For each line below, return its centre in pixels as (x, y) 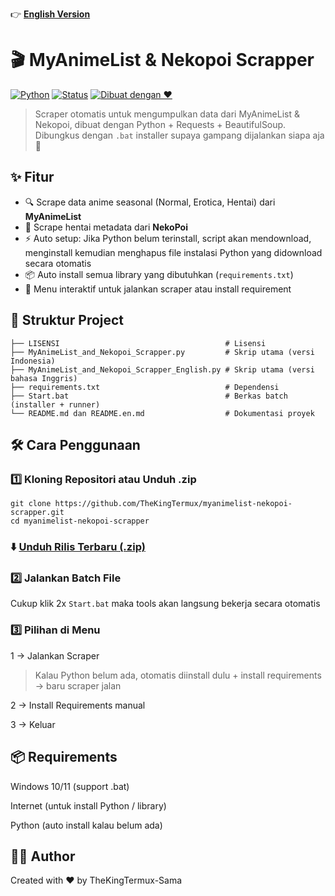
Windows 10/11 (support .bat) (70, 786)
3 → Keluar (33, 724)
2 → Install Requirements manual (78, 705)
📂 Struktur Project (67, 320)
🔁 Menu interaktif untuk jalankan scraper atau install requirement (158, 289)
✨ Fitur (32, 177)
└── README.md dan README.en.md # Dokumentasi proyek (162, 413)
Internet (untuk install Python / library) (88, 805)
